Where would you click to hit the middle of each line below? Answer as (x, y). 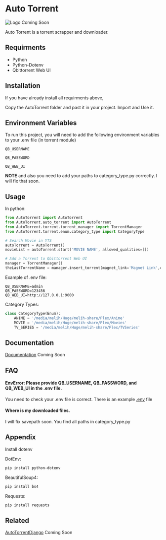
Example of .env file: (26, 277)
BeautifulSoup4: (21, 477)
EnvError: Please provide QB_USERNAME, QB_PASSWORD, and (71, 383)
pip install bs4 (22, 486)
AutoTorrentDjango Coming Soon (39, 533)
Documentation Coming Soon (35, 355)
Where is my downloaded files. (38, 410)
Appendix (21, 437)
